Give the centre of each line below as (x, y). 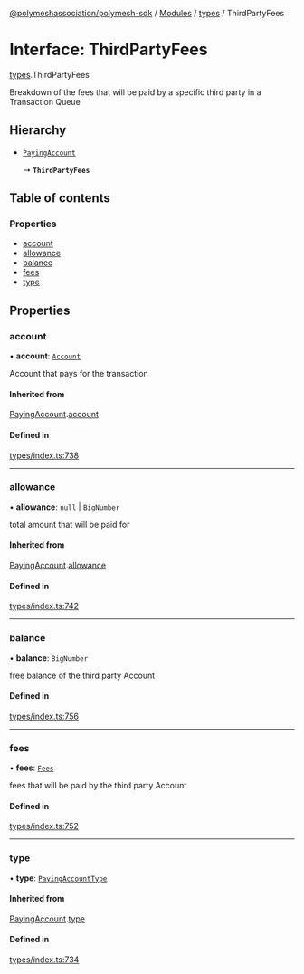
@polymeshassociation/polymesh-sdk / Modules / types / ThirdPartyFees (147, 13)
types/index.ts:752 (44, 826)
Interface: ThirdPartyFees (109, 50)
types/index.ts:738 (44, 455)
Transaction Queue (45, 101)
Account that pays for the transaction (79, 374)
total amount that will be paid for (70, 524)
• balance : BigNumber (49, 658)
